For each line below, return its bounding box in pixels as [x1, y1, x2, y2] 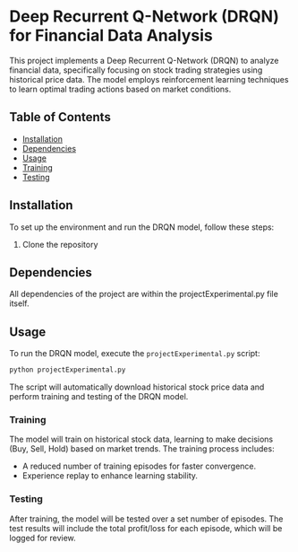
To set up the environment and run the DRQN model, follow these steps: [9, 222, 275, 232]
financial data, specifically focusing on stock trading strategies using [9, 65, 263, 75]
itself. [9, 298, 30, 309]
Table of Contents [9, 110, 112, 125]
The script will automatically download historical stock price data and [9, 381, 265, 392]
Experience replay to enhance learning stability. [21, 470, 199, 481]
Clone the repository [21, 239, 98, 250]
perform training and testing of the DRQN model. [9, 391, 189, 402]
